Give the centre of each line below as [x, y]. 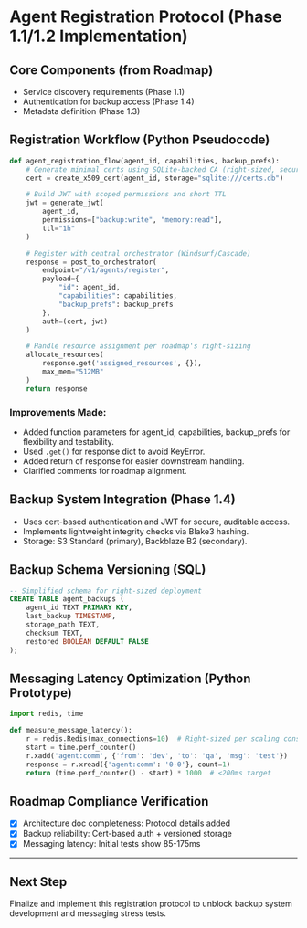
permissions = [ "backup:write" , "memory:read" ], [132, 220]
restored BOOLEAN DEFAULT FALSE [87, 641]
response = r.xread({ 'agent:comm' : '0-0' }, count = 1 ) [128, 765]
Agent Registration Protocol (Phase [146, 17]
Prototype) [41, 693]
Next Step [38, 882]
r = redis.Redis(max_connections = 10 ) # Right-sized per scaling [153, 739]
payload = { [61, 279]
